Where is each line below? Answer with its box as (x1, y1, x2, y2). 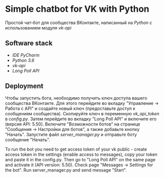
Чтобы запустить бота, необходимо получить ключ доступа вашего (5, 95, 147, 101)
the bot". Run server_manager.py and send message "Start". (5, 167, 127, 173)
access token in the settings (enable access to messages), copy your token (5, 151, 158, 157)
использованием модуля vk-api (5, 25, 72, 30)
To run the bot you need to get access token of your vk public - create (5, 146, 147, 152)
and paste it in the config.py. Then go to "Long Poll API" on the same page (5, 156, 156, 162)
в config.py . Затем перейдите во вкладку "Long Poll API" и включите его (5, 116, 157, 122)
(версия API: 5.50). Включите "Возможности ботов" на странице (5, 121, 140, 127)
